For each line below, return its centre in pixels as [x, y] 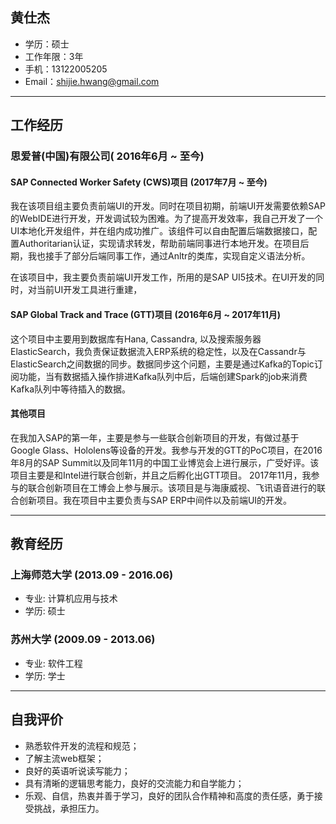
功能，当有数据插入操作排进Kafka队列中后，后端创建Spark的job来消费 [163, 376]
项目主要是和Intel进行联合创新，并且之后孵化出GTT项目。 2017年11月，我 [161, 475]
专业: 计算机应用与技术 [71, 599]
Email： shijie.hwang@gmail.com [92, 81]
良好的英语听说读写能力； [77, 770]
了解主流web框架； [64, 758]
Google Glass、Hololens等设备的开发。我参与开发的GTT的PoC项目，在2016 [166, 450]
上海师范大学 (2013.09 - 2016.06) [92, 575]
